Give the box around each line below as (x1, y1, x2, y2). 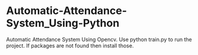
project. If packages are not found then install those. (6, 42, 134, 49)
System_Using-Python (6, 16, 120, 30)
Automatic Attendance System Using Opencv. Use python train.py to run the (6, 36, 192, 43)
